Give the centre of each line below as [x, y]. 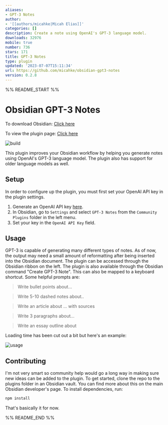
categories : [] [21, 29]
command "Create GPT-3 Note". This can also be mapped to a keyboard [80, 272]
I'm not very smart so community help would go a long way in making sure [82, 373]
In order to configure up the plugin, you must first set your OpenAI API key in [84, 191]
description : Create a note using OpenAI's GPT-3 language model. [76, 33]
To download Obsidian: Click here [40, 124]
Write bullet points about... [45, 287]
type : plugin [19, 61]
